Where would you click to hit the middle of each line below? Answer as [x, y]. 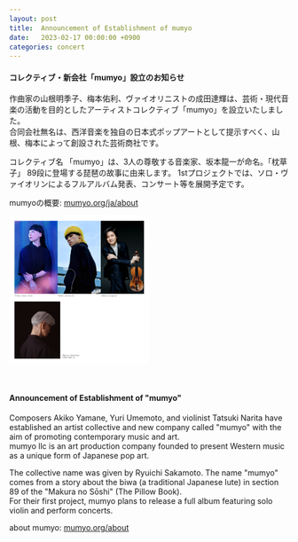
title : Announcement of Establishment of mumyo [101, 28]
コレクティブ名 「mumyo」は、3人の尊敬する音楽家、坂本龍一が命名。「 [141, 162]
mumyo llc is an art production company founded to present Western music [147, 446]
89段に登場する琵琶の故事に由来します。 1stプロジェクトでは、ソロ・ [153, 173]
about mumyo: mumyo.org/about [69, 527]
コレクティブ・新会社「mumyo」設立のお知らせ [97, 77]
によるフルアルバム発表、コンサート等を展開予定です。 [149, 184]
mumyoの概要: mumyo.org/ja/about [74, 203]
